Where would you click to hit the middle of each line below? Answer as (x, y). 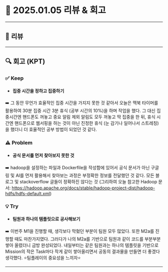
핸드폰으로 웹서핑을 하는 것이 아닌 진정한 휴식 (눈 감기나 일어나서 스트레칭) (86, 123)
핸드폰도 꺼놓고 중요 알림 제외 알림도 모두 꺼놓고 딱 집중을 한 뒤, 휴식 (89, 117)
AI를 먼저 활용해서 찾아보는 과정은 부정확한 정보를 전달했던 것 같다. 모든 (85, 175)
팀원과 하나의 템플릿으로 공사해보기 (46, 219)
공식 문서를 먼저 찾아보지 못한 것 (43, 155)
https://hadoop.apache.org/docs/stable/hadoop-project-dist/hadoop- (83, 188)
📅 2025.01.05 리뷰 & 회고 (55, 10)
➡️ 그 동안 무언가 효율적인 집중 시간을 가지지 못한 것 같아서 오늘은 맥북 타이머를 (82, 103)
